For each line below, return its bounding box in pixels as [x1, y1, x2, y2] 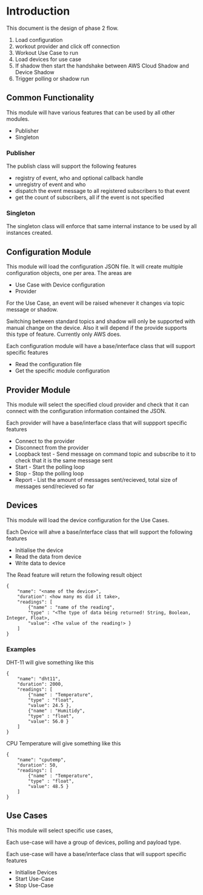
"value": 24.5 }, [28, 703, 72, 709]
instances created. [6, 229, 53, 237]
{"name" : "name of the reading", [28, 604, 115, 610]
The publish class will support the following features [6, 162, 137, 170]
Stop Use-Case [15, 881, 54, 889]
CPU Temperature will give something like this [6, 740, 121, 747]
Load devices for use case [15, 55, 82, 63]
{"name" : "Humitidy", [28, 708, 85, 714]
